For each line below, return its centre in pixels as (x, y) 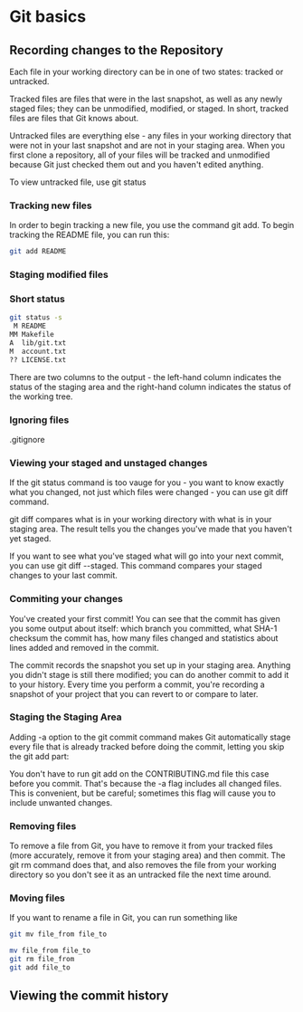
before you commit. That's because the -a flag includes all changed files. (146, 783)
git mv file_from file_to (58, 934)
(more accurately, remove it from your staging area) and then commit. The (147, 855)
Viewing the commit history (89, 996)
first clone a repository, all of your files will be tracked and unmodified (140, 155)
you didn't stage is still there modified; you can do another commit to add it (149, 674)
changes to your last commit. (63, 576)
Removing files (43, 826)
